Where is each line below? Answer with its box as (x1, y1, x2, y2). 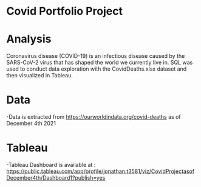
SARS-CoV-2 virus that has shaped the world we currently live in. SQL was (6, 59, 193, 66)
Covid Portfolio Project (6, 4, 123, 18)
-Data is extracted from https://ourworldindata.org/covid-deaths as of (6, 113, 181, 121)
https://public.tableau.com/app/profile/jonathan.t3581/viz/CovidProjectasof (6, 168, 195, 175)
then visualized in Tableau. (6, 72, 73, 79)
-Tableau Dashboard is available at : (6, 161, 96, 168)
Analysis (6, 32, 52, 46)
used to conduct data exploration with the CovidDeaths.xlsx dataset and (6, 65, 187, 72)
